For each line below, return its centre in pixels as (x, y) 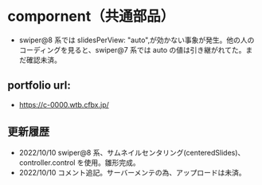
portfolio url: (39, 86)
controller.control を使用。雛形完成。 (79, 162)
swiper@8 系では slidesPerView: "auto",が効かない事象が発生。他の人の (137, 40)
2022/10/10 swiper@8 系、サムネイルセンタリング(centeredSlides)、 (132, 152)
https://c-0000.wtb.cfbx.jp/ (64, 104)
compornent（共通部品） (91, 16)
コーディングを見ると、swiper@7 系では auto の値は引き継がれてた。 (132, 49)
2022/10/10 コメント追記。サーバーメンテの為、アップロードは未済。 (132, 172)
